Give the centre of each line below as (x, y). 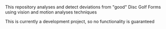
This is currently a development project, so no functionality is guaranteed (80, 22)
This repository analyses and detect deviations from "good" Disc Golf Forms (83, 7)
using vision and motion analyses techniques (51, 12)
